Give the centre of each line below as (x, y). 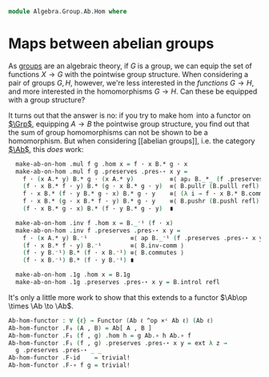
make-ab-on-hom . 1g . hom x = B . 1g (73, 275)
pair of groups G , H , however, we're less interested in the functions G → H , (131, 82)
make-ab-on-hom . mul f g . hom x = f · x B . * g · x (102, 164)
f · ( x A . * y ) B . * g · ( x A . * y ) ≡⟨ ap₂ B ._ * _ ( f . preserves (143, 179)
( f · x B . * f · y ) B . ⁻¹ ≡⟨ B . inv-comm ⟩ (103, 245)
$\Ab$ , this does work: (46, 149)
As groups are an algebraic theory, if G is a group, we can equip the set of (130, 66)
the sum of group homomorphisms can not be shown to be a (108, 132)
